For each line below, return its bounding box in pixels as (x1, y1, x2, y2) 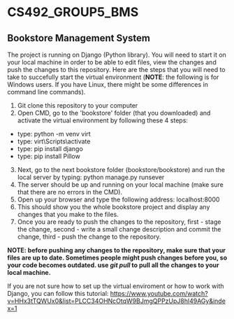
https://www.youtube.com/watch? (110, 290, 208, 297)
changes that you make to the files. (17, 211, 119, 218)
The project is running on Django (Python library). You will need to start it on (7, 50, 227, 59)
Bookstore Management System (7, 32, 151, 44)
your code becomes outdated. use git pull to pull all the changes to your (7, 261, 219, 269)
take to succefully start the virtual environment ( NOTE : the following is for (7, 73, 219, 81)
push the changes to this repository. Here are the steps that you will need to (7, 66, 226, 73)
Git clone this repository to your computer (17, 101, 138, 109)
